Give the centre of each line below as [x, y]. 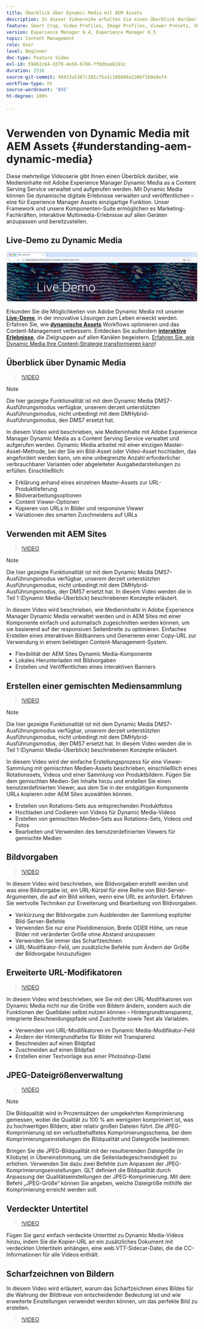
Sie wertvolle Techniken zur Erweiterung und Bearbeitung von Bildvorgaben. [102, 903]
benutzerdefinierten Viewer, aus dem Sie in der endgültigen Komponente [97, 787]
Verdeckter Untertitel [47, 1209]
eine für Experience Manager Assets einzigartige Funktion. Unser [88, 202]
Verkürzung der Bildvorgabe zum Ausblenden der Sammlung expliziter [103, 914]
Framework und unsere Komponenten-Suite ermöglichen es [81, 208]
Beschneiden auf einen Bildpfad [55, 1043]
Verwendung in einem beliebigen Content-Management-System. [87, 642]
